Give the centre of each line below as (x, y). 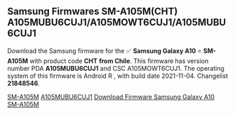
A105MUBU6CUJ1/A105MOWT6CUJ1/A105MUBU (117, 23)
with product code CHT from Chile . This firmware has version (119, 61)
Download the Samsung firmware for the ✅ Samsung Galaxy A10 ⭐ (105, 50)
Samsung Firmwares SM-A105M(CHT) (93, 12)
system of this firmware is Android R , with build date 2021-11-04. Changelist (117, 76)
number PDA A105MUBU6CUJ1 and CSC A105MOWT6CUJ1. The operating (116, 68)
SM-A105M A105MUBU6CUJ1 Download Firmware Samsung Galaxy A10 (111, 97)
